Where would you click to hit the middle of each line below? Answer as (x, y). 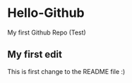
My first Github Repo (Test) (47, 32)
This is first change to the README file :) (66, 71)
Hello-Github (46, 13)
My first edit (35, 55)
